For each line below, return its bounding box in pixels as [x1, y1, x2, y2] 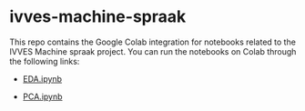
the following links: [9, 55, 80, 66]
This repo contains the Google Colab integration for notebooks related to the [9, 36, 296, 47]
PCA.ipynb [22, 91, 63, 102]
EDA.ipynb [22, 73, 62, 84]
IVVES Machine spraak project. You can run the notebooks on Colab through [9, 45, 297, 56]
